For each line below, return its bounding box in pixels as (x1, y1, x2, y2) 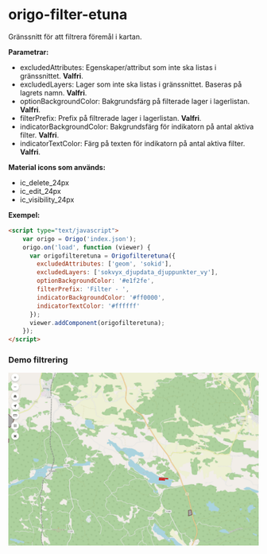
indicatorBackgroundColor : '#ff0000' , (37, 293, 165, 301)
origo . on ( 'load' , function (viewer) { (22, 243, 151, 251)
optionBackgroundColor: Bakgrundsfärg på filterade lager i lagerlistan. (19, 96, 250, 106)
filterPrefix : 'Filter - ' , (37, 285, 130, 293)
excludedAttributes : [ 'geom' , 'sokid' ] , (37, 260, 172, 268)
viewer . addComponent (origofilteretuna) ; (29, 319, 165, 327)
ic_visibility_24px (19, 195, 75, 204)
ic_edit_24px (19, 186, 61, 196)
